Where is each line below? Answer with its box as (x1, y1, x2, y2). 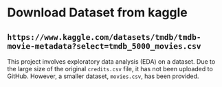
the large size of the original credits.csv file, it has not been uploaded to (7, 65, 213, 73)
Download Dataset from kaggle (7, 5, 188, 21)
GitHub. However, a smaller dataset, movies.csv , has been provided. (7, 72, 199, 80)
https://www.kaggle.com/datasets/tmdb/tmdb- (7, 32, 201, 42)
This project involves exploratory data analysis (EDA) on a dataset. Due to (7, 58, 216, 66)
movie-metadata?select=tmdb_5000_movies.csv (7, 41, 201, 51)
